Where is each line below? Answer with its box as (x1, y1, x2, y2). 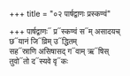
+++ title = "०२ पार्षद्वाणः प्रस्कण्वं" (9, 9, 111, 19)
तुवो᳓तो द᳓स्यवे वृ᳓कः (9, 56, 69, 66)
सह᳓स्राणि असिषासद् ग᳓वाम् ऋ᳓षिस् (9, 46, 110, 57)
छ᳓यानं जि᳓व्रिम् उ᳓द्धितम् (9, 36, 78, 46)
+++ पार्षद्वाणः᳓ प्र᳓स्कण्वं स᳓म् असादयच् (9, 27, 121, 36)
